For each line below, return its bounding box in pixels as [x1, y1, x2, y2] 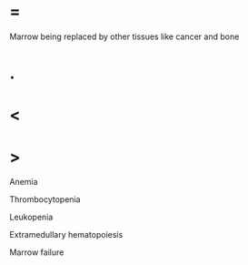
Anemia [9, 177, 38, 188]
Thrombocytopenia [9, 194, 81, 205]
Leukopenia [9, 211, 54, 223]
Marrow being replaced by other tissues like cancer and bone [9, 31, 240, 42]
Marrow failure [9, 247, 64, 258]
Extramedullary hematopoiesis [9, 229, 124, 240]
